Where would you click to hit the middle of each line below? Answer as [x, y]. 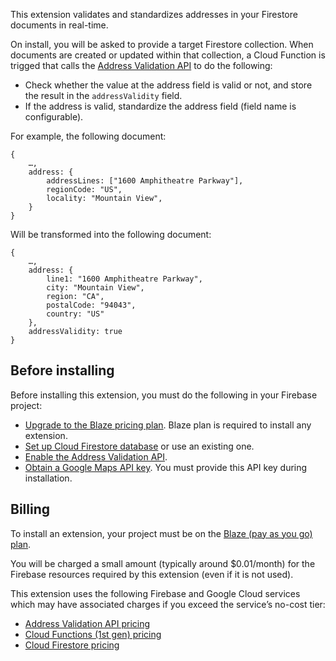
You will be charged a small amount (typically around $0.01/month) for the [163, 563]
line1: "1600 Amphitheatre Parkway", [124, 279]
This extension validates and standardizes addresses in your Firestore [154, 14]
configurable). [54, 117]
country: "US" [75, 314]
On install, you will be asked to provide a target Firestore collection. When [162, 44]
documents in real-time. [59, 25]
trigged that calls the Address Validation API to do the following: [141, 65]
